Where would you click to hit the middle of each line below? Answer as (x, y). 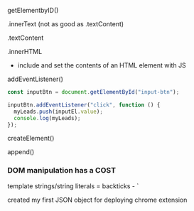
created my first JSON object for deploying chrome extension (97, 200)
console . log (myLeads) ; (47, 118)
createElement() (31, 139)
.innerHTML (25, 52)
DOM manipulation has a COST (61, 171)
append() (21, 152)
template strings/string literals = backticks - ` (73, 186)
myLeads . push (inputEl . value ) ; (58, 112)
